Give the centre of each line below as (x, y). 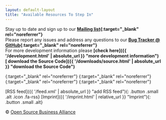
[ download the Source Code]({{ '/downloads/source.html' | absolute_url (83, 61)
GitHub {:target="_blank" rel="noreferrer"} (51, 45)
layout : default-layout (30, 10)
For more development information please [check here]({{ (66, 50)
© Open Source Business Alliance (40, 112)
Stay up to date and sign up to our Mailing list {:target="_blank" (72, 29)
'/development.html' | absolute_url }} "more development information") (82, 55)
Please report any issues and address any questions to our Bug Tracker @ (83, 40)
